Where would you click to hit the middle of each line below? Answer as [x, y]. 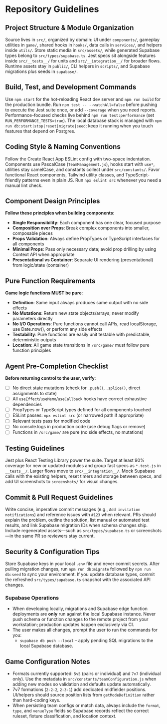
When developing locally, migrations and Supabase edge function [80, 609]
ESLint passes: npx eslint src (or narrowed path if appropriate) [78, 415]
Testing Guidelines [35, 448]
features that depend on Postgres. [40, 131]
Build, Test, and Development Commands [71, 87]
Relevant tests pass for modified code [51, 421]
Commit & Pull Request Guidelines [59, 497]
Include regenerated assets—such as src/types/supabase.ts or [70, 531]
